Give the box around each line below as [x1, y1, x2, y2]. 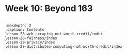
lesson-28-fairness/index [5, 36, 57, 40]
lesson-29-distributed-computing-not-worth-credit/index [5, 44, 123, 49]
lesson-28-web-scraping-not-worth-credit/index [5, 31, 103, 36]
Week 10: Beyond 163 [5, 3, 93, 14]
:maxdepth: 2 [5, 23, 32, 28]
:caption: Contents [5, 27, 45, 32]
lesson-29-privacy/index [5, 40, 55, 45]
